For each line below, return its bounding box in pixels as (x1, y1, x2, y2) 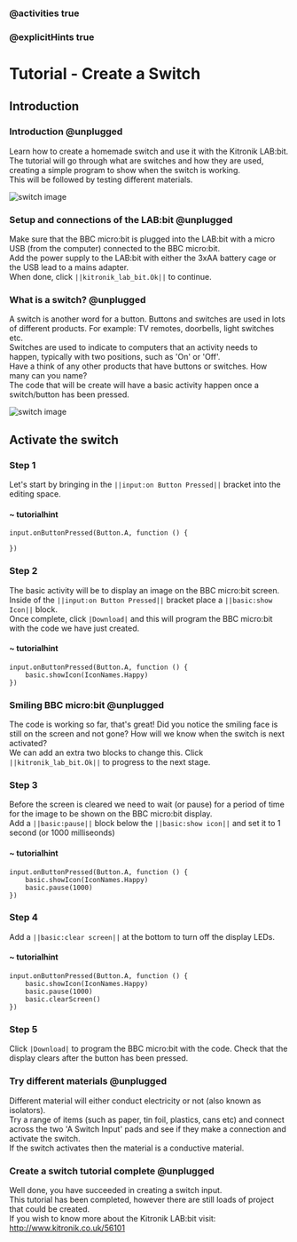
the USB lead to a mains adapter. (9, 262, 129, 273)
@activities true (9, 7, 80, 20)
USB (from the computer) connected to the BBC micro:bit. (9, 243, 220, 254)
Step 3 (9, 778, 38, 791)
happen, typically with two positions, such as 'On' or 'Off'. (9, 352, 221, 362)
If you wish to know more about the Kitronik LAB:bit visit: (9, 1213, 216, 1223)
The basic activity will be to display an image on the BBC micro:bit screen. (9, 585, 280, 595)
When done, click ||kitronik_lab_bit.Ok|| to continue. (9, 272, 212, 283)
